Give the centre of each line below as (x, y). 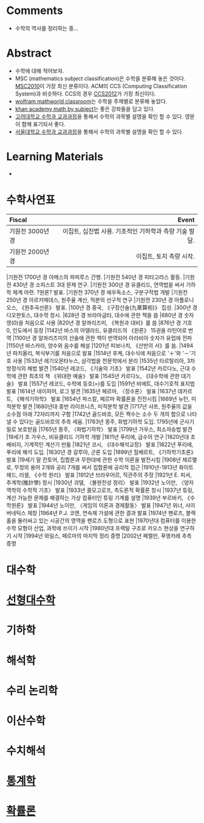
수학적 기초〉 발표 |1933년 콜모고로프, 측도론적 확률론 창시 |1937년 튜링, (108, 490)
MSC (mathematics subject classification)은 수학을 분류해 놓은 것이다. (100, 78)
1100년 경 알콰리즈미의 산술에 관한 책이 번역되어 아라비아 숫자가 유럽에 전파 (103, 338)
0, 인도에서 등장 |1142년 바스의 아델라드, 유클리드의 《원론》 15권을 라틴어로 (97, 330)
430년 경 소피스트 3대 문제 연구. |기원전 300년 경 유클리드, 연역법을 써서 (99, 284)
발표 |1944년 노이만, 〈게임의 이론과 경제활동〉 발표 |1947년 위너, (106, 505)
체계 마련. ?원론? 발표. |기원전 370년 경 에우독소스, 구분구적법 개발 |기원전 (100, 292)
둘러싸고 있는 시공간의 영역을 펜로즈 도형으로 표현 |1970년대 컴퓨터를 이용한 (107, 520)
